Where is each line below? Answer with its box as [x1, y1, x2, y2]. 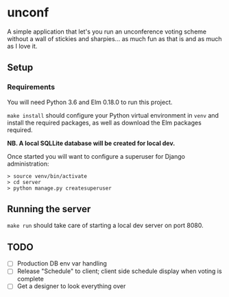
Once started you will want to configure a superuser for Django [7, 152, 185, 160]
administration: [7, 159, 49, 168]
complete [16, 275, 45, 283]
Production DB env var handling [16, 259, 108, 268]
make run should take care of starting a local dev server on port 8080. [7, 221, 204, 230]
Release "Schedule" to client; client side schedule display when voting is [16, 267, 222, 275]
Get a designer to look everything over [16, 282, 126, 290]
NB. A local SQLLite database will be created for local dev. [7, 139, 176, 147]
